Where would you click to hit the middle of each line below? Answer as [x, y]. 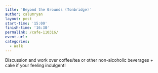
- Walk [16, 46]
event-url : [16, 37]
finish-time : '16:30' [27, 28]
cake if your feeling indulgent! [35, 65]
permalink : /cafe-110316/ [32, 32]
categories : [17, 42]
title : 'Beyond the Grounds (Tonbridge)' [48, 10]
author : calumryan [24, 14]
